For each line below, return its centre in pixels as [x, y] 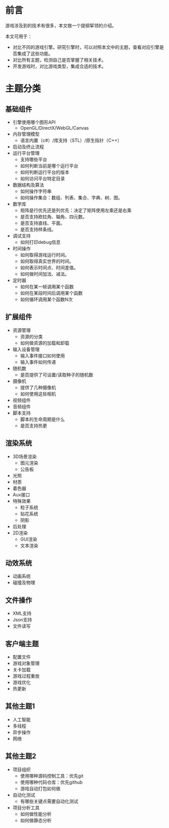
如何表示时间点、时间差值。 [49, 267]
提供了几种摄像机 [38, 387]
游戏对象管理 [26, 663]
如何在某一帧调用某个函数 [47, 287]
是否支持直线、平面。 [42, 223]
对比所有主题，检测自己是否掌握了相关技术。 [59, 60]
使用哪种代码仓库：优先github [51, 782]
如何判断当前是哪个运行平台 [49, 165]
